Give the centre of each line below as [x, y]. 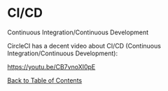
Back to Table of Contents [45, 80]
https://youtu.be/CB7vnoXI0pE [51, 66]
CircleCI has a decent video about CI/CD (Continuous [84, 45]
